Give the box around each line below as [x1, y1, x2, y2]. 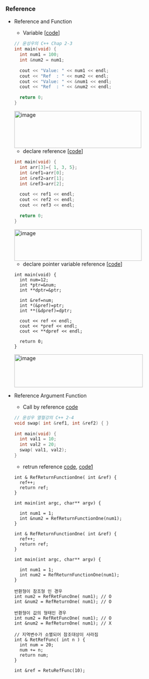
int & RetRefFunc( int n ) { [13, 637, 86, 643]
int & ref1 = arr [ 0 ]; [19, 169, 65, 176]
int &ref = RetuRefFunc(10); [13, 667, 86, 673]
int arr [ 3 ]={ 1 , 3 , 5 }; [19, 164, 77, 170]
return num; [19, 652, 49, 658]
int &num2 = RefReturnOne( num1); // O [13, 599, 112, 605]
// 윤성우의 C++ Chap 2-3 [13, 40, 73, 47]
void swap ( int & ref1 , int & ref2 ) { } [13, 420, 109, 426]
